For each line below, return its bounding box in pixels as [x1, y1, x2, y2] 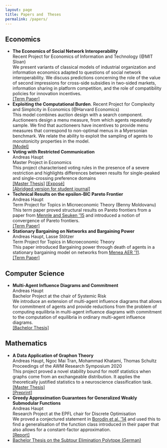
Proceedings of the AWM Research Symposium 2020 [12, 363, 122, 369]
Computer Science [5, 269, 65, 278]
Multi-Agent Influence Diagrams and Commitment [12, 283, 119, 288]
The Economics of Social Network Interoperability [12, 48, 118, 54]
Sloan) [12, 59, 26, 65]
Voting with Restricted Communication [12, 149, 95, 155]
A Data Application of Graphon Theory [12, 352, 94, 358]
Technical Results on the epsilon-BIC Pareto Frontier [12, 191, 124, 197]
